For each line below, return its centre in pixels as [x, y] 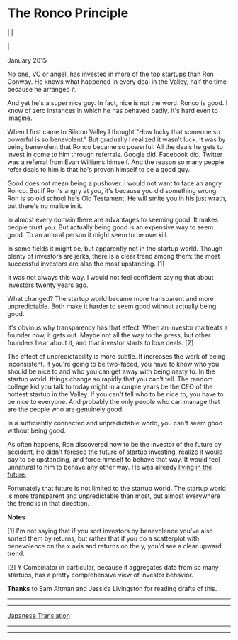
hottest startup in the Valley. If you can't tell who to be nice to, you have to [115, 394]
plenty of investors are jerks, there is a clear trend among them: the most [114, 256]
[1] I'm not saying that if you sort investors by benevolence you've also [110, 531]
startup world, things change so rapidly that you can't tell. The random [110, 379]
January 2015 [27, 60]
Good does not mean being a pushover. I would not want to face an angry [115, 183]
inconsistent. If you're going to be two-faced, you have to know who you [113, 364]
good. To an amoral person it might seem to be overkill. [88, 234]
